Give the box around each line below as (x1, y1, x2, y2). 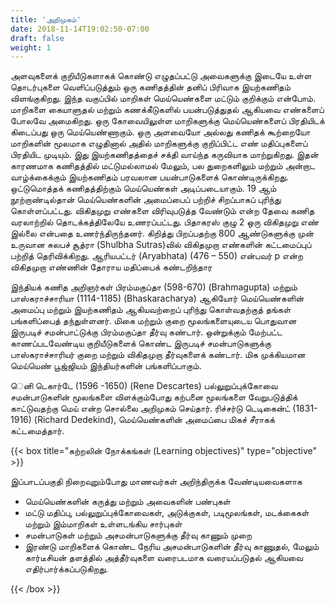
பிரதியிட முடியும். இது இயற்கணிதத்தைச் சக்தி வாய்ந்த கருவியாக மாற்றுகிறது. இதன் (10, 149, 319, 161)
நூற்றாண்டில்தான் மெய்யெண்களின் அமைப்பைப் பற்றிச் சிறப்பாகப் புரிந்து (10, 194, 282, 206)
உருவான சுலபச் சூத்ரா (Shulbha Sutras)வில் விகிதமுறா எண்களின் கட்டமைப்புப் (10, 239, 312, 251)
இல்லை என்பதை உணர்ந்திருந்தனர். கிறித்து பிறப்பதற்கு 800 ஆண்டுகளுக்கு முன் (10, 227, 315, 240)
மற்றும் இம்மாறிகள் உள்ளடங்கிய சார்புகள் (24, 518, 183, 530)
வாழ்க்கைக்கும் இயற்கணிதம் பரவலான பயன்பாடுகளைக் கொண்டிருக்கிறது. (10, 171, 289, 183)
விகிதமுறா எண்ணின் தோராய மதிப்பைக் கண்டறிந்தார (10, 261, 213, 273)
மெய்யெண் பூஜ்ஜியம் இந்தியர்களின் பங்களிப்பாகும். (10, 360, 202, 372)
